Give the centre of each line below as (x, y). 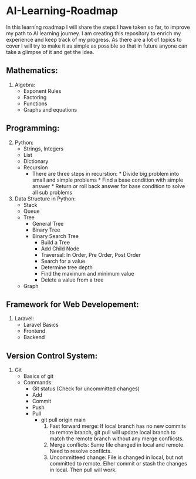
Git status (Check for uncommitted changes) (86, 388)
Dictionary (36, 161)
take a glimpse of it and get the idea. (50, 52)
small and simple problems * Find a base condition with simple (108, 180)
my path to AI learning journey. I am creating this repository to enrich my (94, 33)
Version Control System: (52, 356)
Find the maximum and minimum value (87, 273)
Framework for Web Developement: (72, 304)
